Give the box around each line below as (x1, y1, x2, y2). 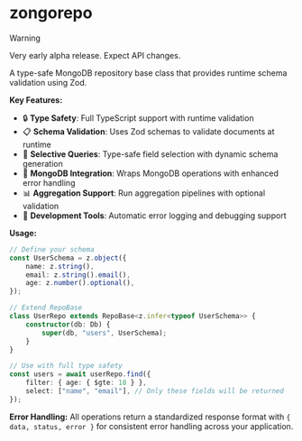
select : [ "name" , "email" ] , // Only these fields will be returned (25, 387, 284, 396)
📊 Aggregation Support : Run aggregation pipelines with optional (22, 188, 266, 198)
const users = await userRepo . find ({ (9, 370, 151, 379)
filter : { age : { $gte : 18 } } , (25, 378, 147, 388)
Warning (9, 32, 41, 43)
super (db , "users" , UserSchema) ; (41, 328, 168, 337)
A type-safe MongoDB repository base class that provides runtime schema (9, 67, 288, 78)
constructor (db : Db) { (25, 319, 111, 329)
